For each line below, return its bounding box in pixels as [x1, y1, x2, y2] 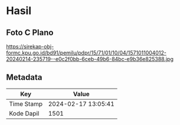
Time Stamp [9, 100, 43, 108]
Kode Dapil [9, 109, 40, 117]
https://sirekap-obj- [6, 43, 54, 50]
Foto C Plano [6, 28, 54, 38]
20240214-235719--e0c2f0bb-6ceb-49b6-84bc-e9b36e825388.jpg [6, 56, 174, 62]
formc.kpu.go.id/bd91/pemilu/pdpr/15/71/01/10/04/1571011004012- [6, 49, 167, 56]
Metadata [6, 72, 42, 83]
